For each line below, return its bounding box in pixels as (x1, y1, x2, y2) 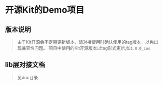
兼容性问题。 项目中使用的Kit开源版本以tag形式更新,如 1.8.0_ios (21, 45, 151, 51)
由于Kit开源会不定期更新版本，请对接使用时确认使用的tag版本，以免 (17, 39, 154, 45)
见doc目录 (17, 74, 38, 80)
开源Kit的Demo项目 (5, 4, 84, 16)
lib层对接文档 (5, 61, 45, 69)
